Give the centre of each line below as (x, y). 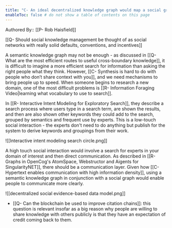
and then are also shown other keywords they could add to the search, (80, 114)
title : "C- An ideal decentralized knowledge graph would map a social (83, 10)
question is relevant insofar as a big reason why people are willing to (85, 208)
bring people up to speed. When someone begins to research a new (77, 82)
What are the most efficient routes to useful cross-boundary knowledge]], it (85, 60)
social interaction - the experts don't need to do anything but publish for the (85, 125)
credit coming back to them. (42, 220)
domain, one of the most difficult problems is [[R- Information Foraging (80, 87)
